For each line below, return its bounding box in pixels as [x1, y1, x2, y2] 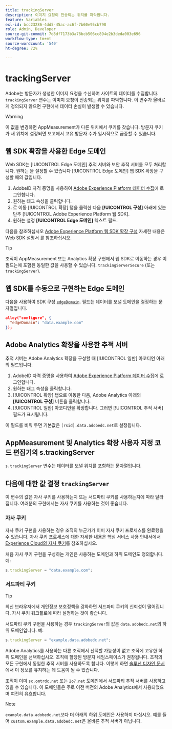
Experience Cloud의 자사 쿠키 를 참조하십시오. [5, 540, 98, 546]
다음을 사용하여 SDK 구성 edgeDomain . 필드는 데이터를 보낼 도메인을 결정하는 [5, 299, 158, 305]
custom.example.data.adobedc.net [10, 719, 82, 724]
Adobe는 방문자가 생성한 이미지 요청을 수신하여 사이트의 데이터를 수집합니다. [5, 90, 159, 96]
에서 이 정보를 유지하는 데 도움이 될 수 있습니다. [5, 667, 100, 673]
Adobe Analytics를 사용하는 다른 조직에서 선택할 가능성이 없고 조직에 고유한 [5, 647, 158, 653]
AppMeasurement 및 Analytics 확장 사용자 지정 [5, 438, 154, 448]
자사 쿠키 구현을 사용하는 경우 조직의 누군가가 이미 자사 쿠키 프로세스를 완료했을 [5, 527, 164, 533]
